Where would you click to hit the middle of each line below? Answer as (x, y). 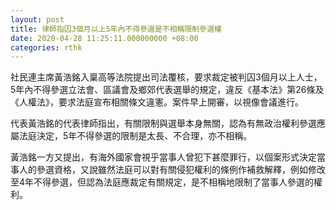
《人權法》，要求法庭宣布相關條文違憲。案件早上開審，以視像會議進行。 (157, 102)
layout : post (37, 19)
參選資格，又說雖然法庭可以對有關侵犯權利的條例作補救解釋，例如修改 (181, 170)
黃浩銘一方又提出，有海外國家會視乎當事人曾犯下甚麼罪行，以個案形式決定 (163, 157)
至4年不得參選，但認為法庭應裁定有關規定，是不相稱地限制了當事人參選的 (162, 182)
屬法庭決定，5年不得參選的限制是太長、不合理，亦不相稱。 (131, 136)
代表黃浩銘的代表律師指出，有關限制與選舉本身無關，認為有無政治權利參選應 (168, 123)
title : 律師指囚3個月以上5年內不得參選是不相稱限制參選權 (116, 29)
